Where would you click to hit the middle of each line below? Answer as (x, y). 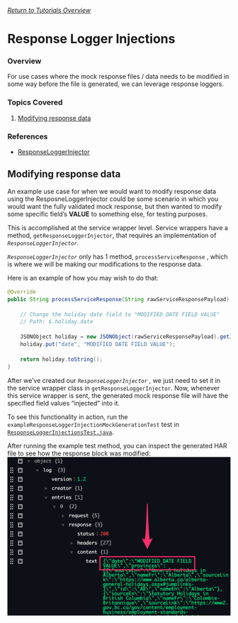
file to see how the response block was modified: (79, 453)
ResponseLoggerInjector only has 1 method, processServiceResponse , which (118, 256)
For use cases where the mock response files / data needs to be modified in (118, 77)
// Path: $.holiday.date (57, 322)
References (28, 136)
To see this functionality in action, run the (68, 417)
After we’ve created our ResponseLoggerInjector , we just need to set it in (114, 380)
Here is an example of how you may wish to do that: (83, 278)
